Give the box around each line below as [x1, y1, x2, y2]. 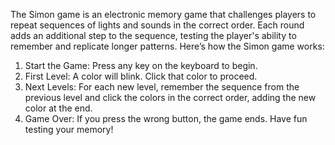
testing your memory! [24, 124, 114, 135]
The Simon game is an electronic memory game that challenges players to [10, 9, 317, 20]
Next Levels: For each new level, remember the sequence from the [24, 81, 300, 93]
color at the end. [24, 102, 93, 114]
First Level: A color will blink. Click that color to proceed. [24, 70, 258, 82]
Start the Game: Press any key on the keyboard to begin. [24, 60, 258, 71]
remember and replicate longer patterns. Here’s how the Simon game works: [10, 40, 325, 52]
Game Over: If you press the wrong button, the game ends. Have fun [24, 113, 308, 124]
